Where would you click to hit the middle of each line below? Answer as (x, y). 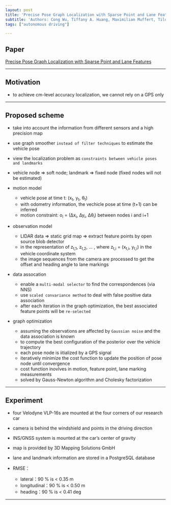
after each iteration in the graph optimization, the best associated (89, 306)
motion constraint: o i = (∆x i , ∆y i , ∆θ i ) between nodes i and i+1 (84, 216)
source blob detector (42, 242)
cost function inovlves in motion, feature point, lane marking (83, 369)
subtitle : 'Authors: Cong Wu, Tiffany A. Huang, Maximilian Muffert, (81, 19)
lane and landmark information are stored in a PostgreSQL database (84, 458)
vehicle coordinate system (48, 254)
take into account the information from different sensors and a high (83, 127)
